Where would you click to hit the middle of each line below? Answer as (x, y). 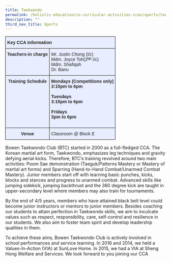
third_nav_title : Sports (32, 24)
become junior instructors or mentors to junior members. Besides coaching (84, 206)
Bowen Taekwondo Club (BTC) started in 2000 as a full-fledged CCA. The (83, 148)
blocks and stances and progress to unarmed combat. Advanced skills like (83, 180)
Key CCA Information (30, 43)
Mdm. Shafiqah (66, 65)
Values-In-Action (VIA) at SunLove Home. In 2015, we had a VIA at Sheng (82, 249)
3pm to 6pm (64, 117)
